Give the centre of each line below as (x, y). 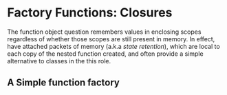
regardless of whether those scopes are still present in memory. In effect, (111, 39)
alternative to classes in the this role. (59, 61)
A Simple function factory (64, 83)
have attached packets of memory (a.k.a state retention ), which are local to (113, 46)
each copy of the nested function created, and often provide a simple (106, 54)
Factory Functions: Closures (90, 13)
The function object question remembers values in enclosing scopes (104, 32)
